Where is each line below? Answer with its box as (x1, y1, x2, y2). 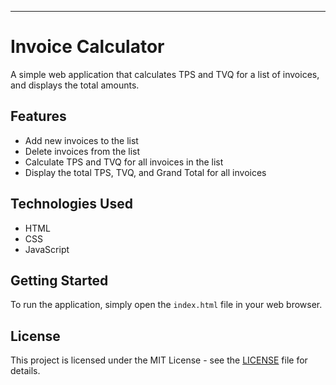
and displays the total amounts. (10, 79, 140, 91)
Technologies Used (10, 196, 133, 213)
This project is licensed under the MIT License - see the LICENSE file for (10, 354, 308, 366)
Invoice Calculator (10, 36, 165, 58)
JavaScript (24, 243, 70, 255)
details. (10, 365, 41, 377)
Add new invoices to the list (24, 134, 139, 146)
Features (10, 108, 67, 125)
